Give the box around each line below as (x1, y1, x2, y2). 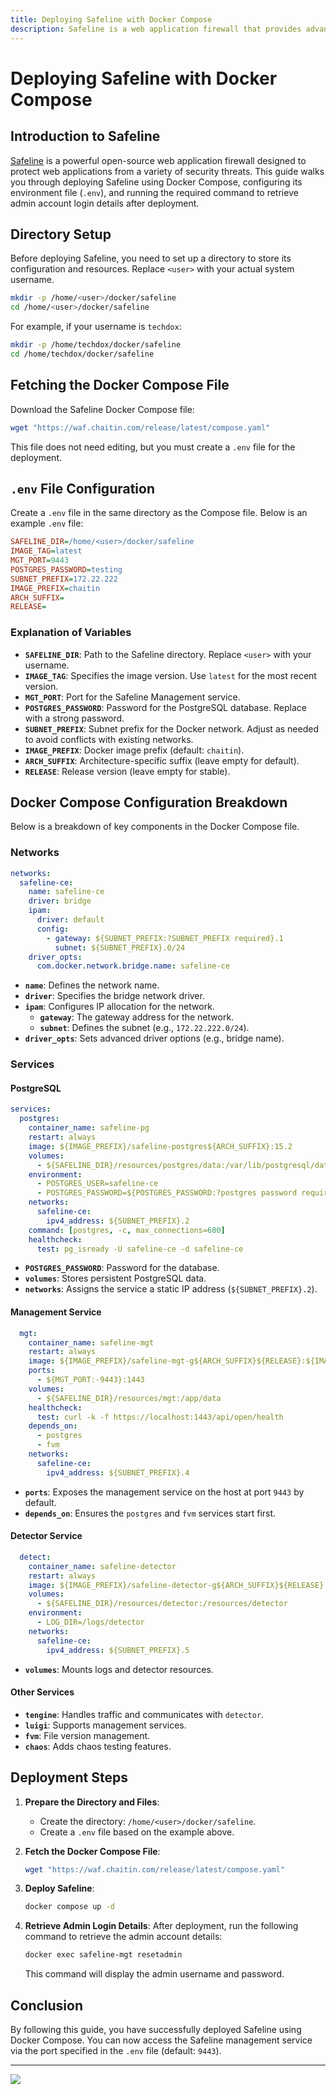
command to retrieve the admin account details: (24, 1931, 223, 1943)
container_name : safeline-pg (28, 1123, 150, 1133)
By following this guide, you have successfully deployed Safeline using (10, 2023, 302, 2035)
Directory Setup (10, 226, 112, 243)
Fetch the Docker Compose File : (24, 1845, 161, 1857)
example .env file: (10, 517, 84, 530)
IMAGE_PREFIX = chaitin (10, 583, 101, 593)
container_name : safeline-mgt (28, 1337, 155, 1348)
